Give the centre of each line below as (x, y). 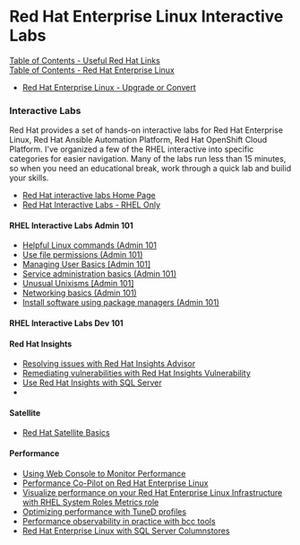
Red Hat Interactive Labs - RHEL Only (91, 205)
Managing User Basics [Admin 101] (86, 264)
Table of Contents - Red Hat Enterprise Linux (92, 70)
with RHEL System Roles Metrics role (90, 502)
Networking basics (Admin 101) (79, 293)
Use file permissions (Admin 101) (82, 255)
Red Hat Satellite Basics (66, 433)
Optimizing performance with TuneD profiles (104, 511)
